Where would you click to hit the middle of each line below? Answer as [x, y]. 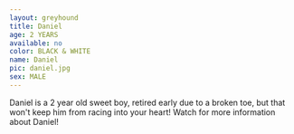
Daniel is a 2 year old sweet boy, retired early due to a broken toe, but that [147, 102]
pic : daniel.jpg [40, 69]
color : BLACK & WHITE [50, 52]
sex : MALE [28, 77]
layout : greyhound [44, 18]
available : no [36, 43]
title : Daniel [36, 26]
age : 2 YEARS [34, 34]
